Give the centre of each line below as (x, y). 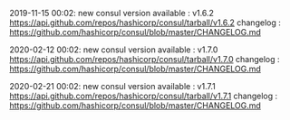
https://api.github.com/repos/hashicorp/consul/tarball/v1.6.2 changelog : (145, 23)
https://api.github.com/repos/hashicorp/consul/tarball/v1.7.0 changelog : (145, 59)
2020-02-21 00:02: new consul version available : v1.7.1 (112, 86)
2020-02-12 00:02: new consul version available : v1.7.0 (114, 50)
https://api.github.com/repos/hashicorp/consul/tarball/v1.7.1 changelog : (144, 96)
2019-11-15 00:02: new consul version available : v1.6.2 (112, 13)
